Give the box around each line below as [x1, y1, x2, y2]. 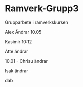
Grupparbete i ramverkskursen [5, 19, 68, 25]
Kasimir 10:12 [5, 38, 32, 45]
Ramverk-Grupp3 [5, 3, 79, 14]
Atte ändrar [5, 48, 28, 54]
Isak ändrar [5, 68, 28, 74]
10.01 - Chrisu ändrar [5, 58, 48, 64]
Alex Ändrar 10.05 [5, 29, 42, 35]
